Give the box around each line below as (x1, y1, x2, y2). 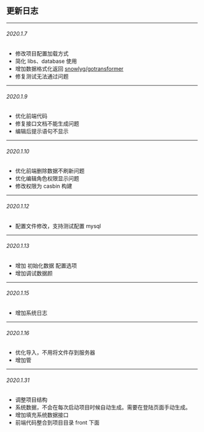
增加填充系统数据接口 (15, 411, 69, 419)
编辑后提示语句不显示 (15, 127, 69, 135)
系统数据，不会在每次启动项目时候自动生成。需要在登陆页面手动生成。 (15, 404, 191, 411)
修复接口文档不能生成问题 (15, 120, 80, 127)
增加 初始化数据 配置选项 (15, 261, 77, 269)
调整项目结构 (15, 396, 47, 403)
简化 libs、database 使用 (15, 57, 77, 65)
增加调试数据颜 (15, 269, 53, 277)
